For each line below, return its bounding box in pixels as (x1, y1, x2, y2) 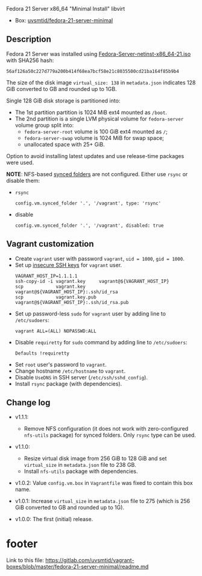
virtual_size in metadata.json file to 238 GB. (24, 461, 137, 469)
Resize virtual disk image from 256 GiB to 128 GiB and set (24, 455, 167, 462)
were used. (6, 159, 34, 166)
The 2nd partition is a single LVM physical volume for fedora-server (14, 115, 184, 122)
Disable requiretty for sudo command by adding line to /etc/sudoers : (14, 338, 188, 346)
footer (6, 537, 38, 551)
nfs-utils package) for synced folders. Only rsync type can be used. (24, 431, 196, 439)
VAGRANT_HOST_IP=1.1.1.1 (14, 273, 78, 279)
